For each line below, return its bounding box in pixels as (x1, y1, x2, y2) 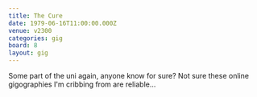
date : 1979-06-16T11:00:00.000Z (8, 19, 117, 27)
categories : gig (8, 34, 63, 42)
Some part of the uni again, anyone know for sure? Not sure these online (8, 71, 250, 80)
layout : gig (8, 49, 48, 57)
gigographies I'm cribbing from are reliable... (8, 79, 156, 89)
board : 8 (8, 42, 38, 50)
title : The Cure (8, 11, 63, 20)
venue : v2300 (8, 26, 52, 34)
